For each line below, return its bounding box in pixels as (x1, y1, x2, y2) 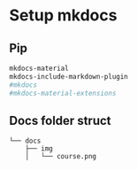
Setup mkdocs (9, 5, 118, 26)
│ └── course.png (25, 152, 97, 161)
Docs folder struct (9, 112, 112, 128)
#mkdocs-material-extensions (9, 89, 117, 97)
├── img (25, 144, 53, 153)
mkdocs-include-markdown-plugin (9, 72, 128, 81)
